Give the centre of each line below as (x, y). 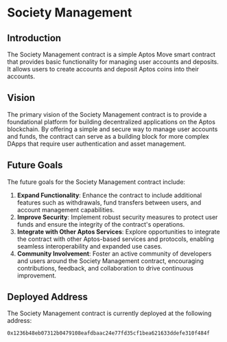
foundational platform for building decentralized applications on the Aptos (111, 122)
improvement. (37, 275)
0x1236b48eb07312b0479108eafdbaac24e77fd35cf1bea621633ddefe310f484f (109, 333)
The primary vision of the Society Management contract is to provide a (107, 114)
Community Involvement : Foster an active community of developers (114, 253)
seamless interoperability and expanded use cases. (89, 246)
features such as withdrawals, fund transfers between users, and (109, 202)
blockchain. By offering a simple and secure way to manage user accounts (112, 129)
